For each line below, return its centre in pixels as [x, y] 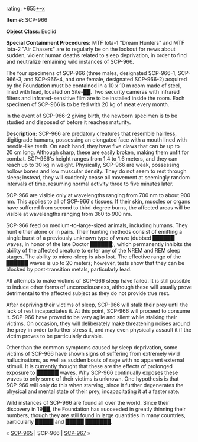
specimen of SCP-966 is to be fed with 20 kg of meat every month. [88, 104]
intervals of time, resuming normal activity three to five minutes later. [90, 184]
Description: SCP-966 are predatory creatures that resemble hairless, [92, 133]
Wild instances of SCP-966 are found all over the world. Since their [88, 403]
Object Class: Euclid [31, 31]
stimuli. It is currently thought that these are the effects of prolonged [89, 366]
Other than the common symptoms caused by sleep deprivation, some [92, 347]
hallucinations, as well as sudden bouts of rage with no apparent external [95, 360]
